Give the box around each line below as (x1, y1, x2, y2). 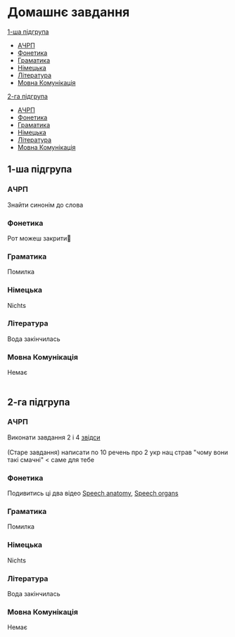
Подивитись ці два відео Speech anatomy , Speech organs (7, 489, 179, 498)
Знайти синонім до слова (7, 200, 84, 209)
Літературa (7, 574, 49, 584)
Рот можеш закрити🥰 (7, 233, 72, 243)
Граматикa (7, 507, 47, 517)
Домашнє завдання (7, 4, 130, 20)
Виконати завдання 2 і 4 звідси (7, 433, 101, 442)
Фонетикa (7, 472, 44, 482)
